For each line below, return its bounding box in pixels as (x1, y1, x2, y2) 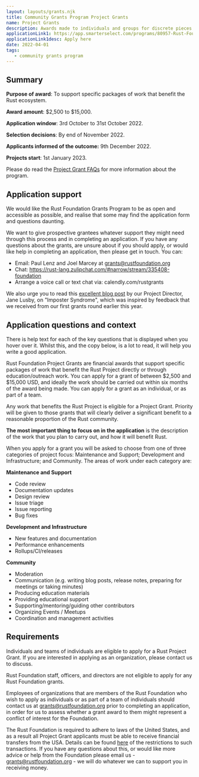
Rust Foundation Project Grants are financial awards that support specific (6, 360, 185, 367)
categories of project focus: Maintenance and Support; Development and (6, 451, 185, 458)
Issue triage (14, 499, 44, 506)
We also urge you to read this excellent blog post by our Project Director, (6, 290, 184, 297)
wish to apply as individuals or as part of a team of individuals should (6, 696, 175, 703)
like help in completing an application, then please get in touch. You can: (6, 248, 183, 255)
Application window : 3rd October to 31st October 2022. (6, 120, 143, 127)
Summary (6, 75, 43, 85)
